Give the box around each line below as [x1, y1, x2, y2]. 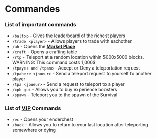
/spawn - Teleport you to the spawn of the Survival [12, 92, 118, 98]
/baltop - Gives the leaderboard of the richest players [12, 32, 126, 39]
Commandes [5, 3, 60, 15]
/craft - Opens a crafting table [12, 49, 77, 55]
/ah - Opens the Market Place [12, 44, 75, 50]
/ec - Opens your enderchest [12, 116, 73, 122]
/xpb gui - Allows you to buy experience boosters [12, 87, 117, 93]
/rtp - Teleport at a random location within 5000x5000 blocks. [12, 54, 144, 60]
